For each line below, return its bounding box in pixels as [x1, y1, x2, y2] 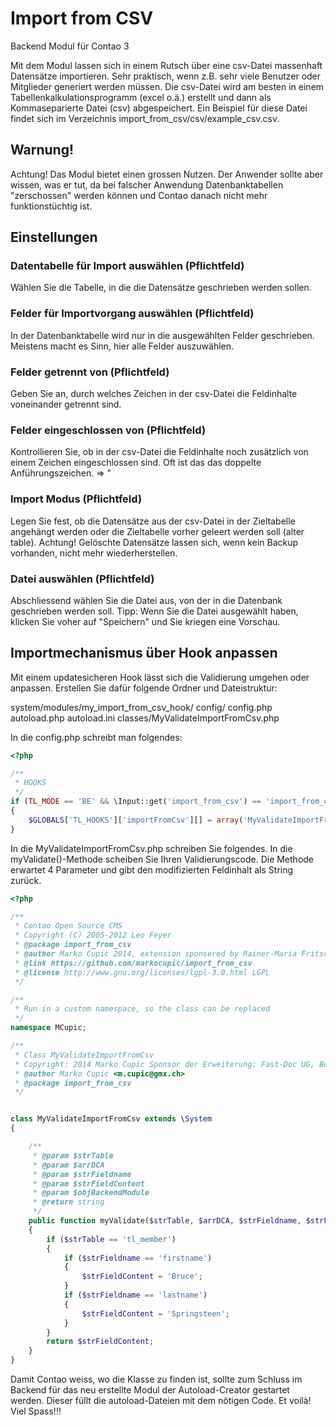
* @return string [32, 1197, 105, 1207]
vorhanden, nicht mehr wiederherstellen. [10, 547, 178, 559]
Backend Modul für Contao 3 [10, 40, 130, 52]
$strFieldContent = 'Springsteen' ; [81, 1308, 230, 1319]
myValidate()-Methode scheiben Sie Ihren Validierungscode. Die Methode [10, 853, 315, 865]
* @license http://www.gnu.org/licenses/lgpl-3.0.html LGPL [14, 967, 271, 977]
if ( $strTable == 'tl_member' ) [46, 1234, 177, 1244]
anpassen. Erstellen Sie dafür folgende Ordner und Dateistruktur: [10, 682, 278, 694]
